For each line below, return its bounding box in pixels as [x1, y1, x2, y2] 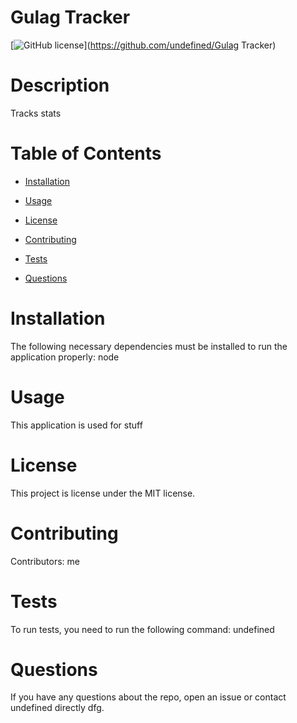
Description [10, 74, 110, 97]
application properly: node [10, 351, 120, 363]
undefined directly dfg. [10, 702, 105, 714]
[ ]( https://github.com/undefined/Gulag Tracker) [10, 39, 277, 51]
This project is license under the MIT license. [10, 487, 196, 499]
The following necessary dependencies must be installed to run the [10, 340, 288, 352]
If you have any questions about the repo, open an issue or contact [10, 691, 287, 703]
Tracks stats [10, 107, 62, 119]
